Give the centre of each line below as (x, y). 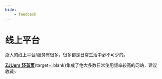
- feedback (25, 14)
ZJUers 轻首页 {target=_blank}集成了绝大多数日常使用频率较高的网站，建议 (81, 65)
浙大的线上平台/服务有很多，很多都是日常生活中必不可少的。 (67, 55)
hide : (11, 10)
